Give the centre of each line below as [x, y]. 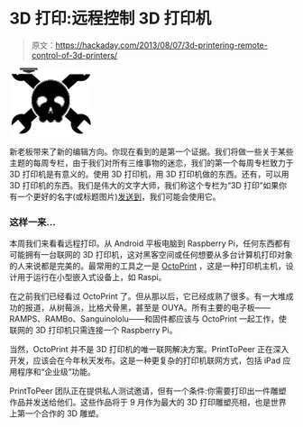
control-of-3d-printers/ [74, 55]
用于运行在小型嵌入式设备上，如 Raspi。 [92, 277]
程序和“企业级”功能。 [56, 372]
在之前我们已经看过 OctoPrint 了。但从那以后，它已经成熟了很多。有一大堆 [148, 296]
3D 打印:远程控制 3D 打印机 [110, 18]
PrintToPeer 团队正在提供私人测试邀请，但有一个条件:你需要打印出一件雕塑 [148, 391]
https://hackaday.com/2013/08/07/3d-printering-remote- [161, 45]
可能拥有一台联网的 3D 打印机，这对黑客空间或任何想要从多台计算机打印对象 [151, 255]
